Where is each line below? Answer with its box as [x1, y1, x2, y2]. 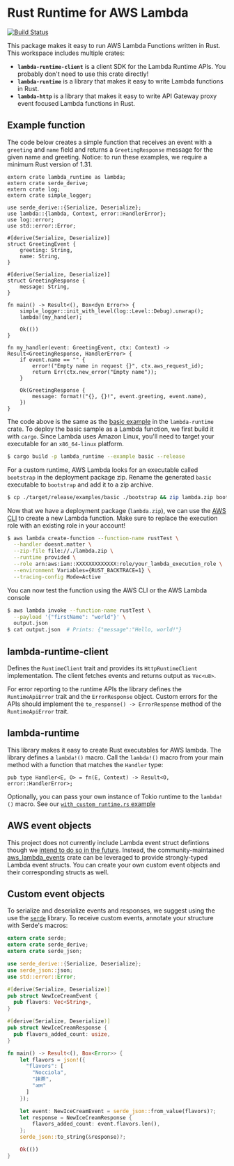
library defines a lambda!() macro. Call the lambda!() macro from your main [7, 753, 224, 762]
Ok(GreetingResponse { [19, 386, 86, 394]
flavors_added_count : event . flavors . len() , [32, 1121, 160, 1128]
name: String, [19, 253, 61, 260]
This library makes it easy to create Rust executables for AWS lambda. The [7, 746, 221, 754]
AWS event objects [7, 820, 92, 832]
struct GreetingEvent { [7, 240, 77, 248]
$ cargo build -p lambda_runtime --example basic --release [7, 452, 186, 460]
